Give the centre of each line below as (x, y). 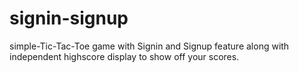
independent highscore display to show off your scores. (124, 56)
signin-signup (69, 18)
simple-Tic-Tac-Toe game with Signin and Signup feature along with (149, 46)
